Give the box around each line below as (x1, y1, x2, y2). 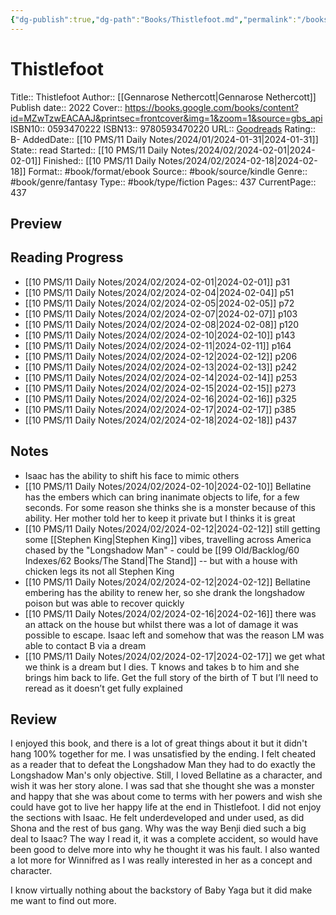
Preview (10, 215, 63, 232)
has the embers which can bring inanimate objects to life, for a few (24, 491, 300, 503)
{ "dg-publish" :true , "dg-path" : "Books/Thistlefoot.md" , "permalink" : (10, 14, 298, 25)
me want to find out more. (10, 895, 117, 907)
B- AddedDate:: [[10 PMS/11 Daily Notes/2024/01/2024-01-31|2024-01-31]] (10, 133, 319, 145)
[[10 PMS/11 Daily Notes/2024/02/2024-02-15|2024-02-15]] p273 (24, 382, 297, 394)
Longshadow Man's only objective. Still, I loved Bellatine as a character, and (10, 769, 323, 781)
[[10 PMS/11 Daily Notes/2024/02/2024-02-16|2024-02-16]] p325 (24, 392, 297, 405)
